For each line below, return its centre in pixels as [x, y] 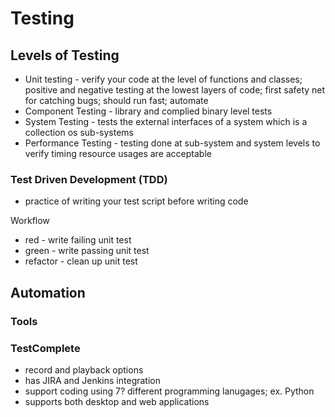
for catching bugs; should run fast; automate [116, 100]
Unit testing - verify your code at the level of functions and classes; [163, 79]
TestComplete [45, 348]
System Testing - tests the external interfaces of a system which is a [166, 121]
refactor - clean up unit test [81, 261]
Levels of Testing [65, 55]
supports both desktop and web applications [117, 401]
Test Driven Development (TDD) [89, 179]
